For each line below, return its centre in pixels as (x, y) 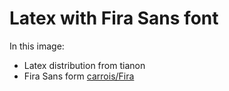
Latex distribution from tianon (84, 65)
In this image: (37, 46)
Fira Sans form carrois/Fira (79, 76)
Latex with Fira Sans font (114, 18)
